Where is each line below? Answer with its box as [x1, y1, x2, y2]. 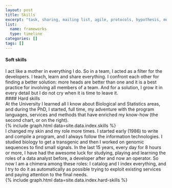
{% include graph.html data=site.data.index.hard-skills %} [5, 177, 128, 183]
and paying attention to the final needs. [5, 171, 88, 177]
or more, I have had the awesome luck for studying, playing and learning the [5, 150, 166, 156]
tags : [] [5, 41, 24, 46]
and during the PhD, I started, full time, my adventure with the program [5, 106, 155, 112]
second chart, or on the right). [5, 117, 69, 123]
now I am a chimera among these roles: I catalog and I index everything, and [5, 160, 166, 166]
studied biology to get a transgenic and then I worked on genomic [5, 139, 144, 145]
